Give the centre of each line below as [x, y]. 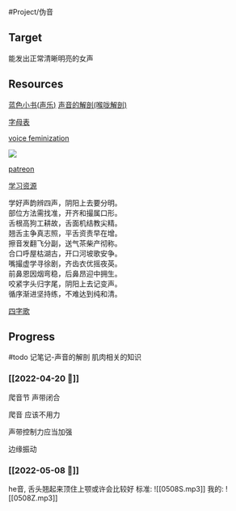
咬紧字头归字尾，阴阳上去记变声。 [65, 283]
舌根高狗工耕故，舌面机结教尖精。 [65, 223]
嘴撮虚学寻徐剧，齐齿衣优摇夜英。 [65, 263]
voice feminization [39, 138]
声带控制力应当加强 [40, 432]
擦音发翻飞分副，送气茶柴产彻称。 [65, 243]
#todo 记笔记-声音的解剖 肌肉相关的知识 [75, 357]
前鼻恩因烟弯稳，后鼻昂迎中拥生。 [65, 273]
